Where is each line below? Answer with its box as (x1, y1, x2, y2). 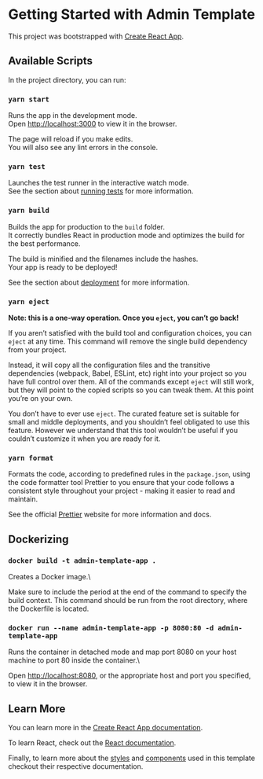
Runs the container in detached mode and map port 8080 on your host (8, 647, 237, 657)
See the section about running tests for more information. (8, 186, 194, 196)
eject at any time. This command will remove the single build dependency (8, 336, 248, 346)
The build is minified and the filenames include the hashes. (8, 254, 199, 263)
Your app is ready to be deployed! (8, 262, 118, 272)
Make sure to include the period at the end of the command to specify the (8, 587, 247, 597)
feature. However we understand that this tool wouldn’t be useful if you (8, 425, 238, 435)
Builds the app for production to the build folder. (8, 222, 166, 231)
